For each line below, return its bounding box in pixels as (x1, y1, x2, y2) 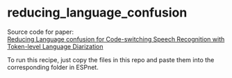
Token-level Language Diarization (7, 42, 103, 50)
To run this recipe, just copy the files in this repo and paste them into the (7, 55, 215, 64)
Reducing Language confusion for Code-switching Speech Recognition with (7, 35, 225, 43)
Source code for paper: (7, 28, 74, 36)
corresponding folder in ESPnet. (7, 63, 99, 71)
